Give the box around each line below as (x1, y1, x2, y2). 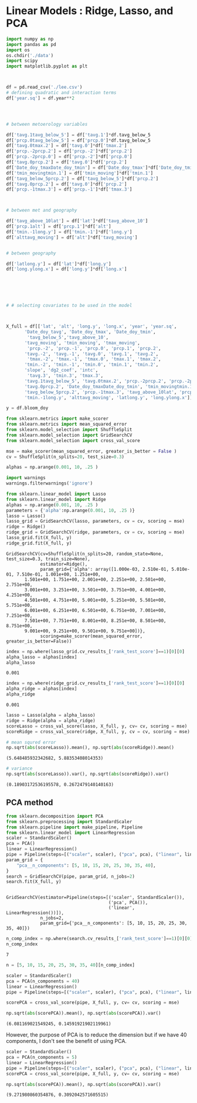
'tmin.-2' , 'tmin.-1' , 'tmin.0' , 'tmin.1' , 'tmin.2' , (24, 362, 159, 368)
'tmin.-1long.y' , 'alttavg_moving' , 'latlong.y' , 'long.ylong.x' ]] (24, 395, 193, 400)
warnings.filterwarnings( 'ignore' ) (6, 480, 93, 486)
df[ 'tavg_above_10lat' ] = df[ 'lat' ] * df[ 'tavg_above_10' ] (6, 218, 148, 224)
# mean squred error (6, 739, 57, 745)
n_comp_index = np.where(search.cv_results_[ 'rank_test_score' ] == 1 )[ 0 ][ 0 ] (6, 936, 193, 942)
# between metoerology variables (6, 121, 88, 127)
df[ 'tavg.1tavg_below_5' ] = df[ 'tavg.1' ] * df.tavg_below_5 (6, 132, 151, 138)
